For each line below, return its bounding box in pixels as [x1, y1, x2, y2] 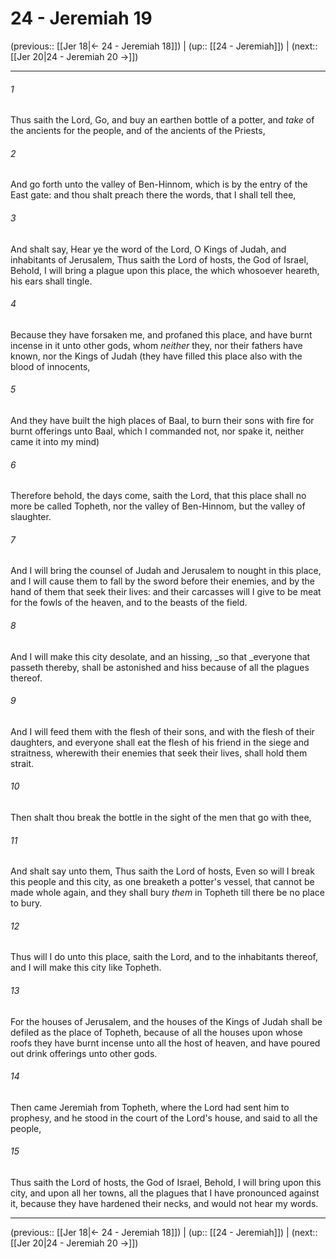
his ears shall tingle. [10, 275, 93, 287]
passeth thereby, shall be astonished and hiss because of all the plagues [10, 661, 310, 673]
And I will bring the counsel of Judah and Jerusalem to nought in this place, [10, 565, 322, 577]
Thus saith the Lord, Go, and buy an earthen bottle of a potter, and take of [10, 114, 315, 126]
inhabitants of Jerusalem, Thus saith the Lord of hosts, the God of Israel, [10, 253, 309, 266]
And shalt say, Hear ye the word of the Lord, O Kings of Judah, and [10, 243, 287, 255]
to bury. [10, 897, 43, 909]
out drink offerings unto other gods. [10, 1047, 158, 1059]
